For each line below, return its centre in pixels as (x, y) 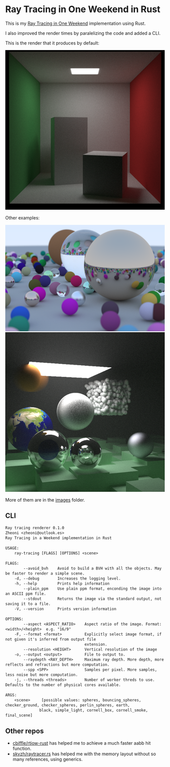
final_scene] (19, 715)
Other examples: (23, 218)
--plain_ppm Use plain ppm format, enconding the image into (93, 589)
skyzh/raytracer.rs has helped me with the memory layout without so (84, 754)
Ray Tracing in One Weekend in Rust (83, 9)
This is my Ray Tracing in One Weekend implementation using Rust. (75, 23)
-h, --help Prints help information (62, 584)
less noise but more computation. (42, 675)
